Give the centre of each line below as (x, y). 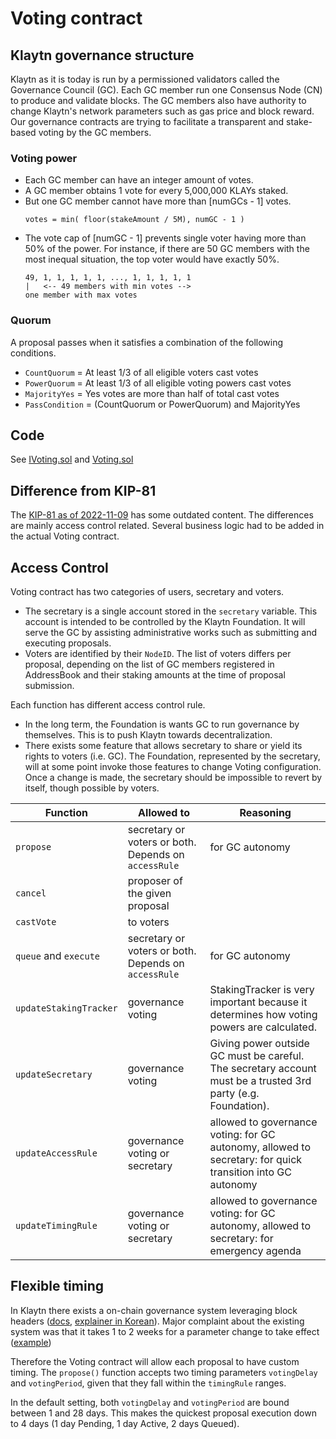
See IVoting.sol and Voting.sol (72, 459)
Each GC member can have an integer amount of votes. (139, 180)
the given (149, 894)
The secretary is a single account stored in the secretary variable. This (171, 611)
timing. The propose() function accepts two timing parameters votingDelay (164, 1372)
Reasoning (265, 813)
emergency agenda (255, 1251)
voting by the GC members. (95, 132)
